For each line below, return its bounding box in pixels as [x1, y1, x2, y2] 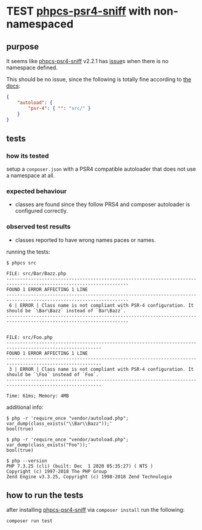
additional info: [6, 403, 44, 411]
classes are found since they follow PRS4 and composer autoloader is [15, 201, 190, 208]
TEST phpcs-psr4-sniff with [6, 4, 152, 18]
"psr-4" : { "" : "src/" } [28, 105, 91, 111]
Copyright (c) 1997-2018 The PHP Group [6, 468, 107, 475]
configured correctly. [15, 207, 69, 215]
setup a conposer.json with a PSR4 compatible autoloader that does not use [6, 165, 196, 173]
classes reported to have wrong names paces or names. [15, 236, 156, 244]
